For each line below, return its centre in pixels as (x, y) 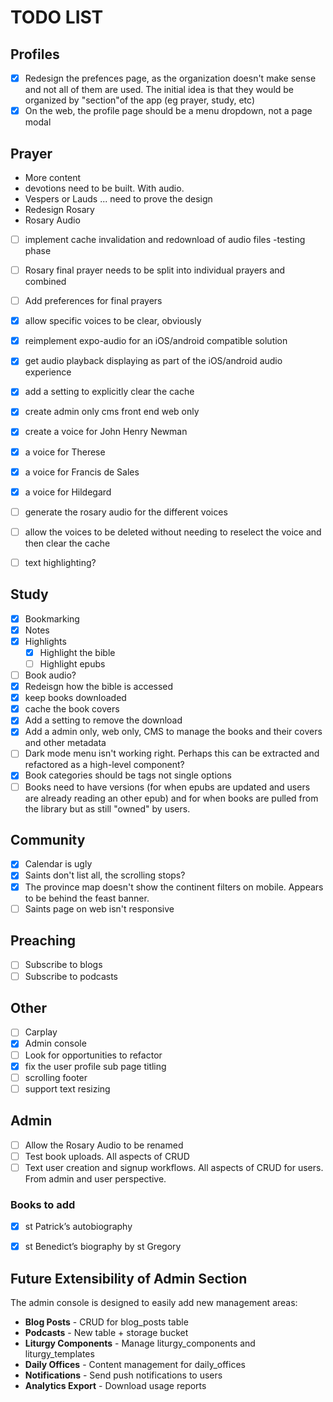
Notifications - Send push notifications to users (123, 1375)
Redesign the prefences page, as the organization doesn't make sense (170, 78)
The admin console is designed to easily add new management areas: (154, 1302)
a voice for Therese (65, 452)
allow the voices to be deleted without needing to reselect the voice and (173, 532)
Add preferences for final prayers (93, 301)
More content (53, 177)
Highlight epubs (72, 663)
